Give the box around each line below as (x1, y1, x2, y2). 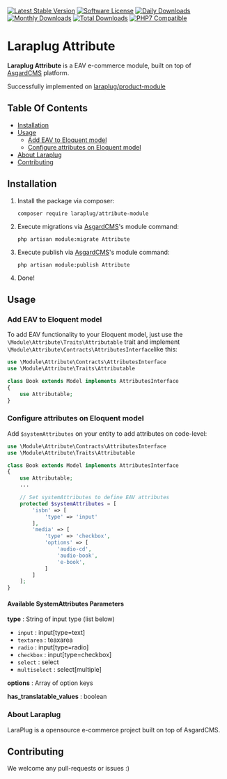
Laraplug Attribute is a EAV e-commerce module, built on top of (7, 61, 191, 70)
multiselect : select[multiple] (17, 666, 102, 674)
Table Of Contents (7, 102, 88, 114)
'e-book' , (56, 558, 86, 565)
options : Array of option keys (7, 679, 93, 687)
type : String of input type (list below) (7, 615, 115, 623)
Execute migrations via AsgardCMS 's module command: (17, 222, 180, 230)
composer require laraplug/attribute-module (17, 210, 149, 217)
